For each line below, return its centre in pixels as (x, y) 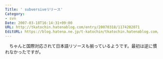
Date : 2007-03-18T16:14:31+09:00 (39, 23)
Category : (15, 14)
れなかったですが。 (24, 52)
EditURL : (14, 32)
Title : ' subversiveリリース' (34, 9)
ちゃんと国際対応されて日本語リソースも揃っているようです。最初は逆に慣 (83, 46)
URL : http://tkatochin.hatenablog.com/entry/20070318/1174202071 (72, 27)
